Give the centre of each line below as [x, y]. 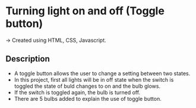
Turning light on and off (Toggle [85, 11]
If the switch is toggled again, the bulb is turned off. [77, 92]
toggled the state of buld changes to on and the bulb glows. [87, 86]
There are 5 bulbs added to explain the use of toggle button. [88, 98]
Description [28, 59]
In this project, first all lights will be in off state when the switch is [94, 79]
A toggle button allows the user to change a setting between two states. [102, 73]
